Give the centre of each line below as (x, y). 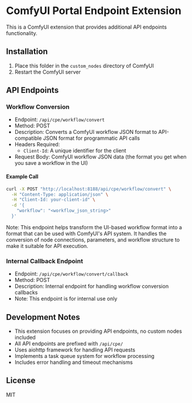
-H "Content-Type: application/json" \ (60, 194)
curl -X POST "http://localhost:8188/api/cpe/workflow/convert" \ (89, 189)
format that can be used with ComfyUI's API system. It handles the (86, 233)
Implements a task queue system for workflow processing (85, 356)
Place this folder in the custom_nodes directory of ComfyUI (84, 66)
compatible (28, 138)
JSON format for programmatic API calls (92, 138)
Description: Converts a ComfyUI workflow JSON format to (86, 132)
